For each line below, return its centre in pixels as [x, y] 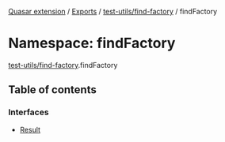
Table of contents [52, 90]
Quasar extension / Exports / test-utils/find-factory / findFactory [113, 11]
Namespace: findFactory [92, 43]
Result [30, 129]
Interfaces [29, 112]
